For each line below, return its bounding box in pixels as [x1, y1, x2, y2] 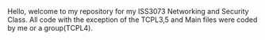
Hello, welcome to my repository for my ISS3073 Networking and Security [7, 7, 249, 16]
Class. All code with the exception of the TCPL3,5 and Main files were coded [7, 15, 258, 24]
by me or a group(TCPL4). [7, 24, 93, 32]
